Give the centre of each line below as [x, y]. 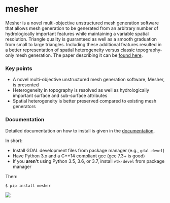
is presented [26, 85]
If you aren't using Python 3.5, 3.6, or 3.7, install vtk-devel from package [89, 161]
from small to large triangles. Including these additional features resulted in [83, 44]
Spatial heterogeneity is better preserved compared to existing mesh [84, 101]
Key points [19, 68]
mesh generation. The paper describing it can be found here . [79, 55]
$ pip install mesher [28, 186]
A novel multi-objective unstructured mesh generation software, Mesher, [89, 80]
